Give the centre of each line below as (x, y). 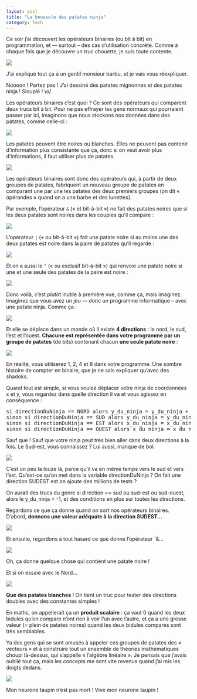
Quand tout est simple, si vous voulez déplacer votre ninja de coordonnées (96, 388)
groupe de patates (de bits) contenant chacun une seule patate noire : (92, 342)
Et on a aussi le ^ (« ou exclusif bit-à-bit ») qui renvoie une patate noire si (94, 266)
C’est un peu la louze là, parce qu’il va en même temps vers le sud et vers (95, 469)
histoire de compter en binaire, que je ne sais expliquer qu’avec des (88, 371)
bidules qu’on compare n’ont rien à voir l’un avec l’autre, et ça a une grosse (96, 619)
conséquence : (24, 401)
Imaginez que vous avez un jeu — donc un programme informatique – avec (97, 301)
